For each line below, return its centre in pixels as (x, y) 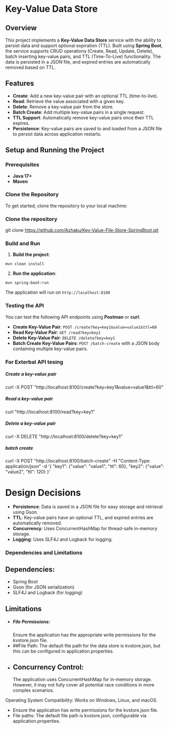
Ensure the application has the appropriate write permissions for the (84, 635)
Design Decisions (43, 492)
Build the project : (31, 255)
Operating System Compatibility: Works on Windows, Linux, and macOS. (81, 700)
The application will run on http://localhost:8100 (58, 292)
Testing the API (25, 306)
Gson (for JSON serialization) (44, 587)
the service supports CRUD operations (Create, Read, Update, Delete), (79, 51)
